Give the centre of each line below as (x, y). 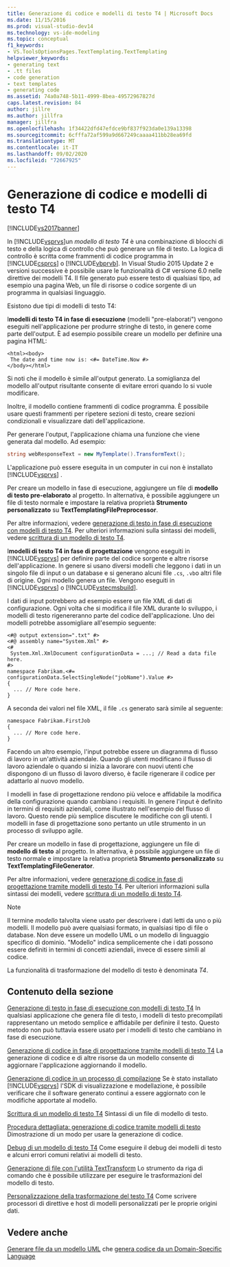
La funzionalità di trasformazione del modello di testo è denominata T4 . (108, 970)
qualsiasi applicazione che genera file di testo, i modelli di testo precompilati (115, 1016)
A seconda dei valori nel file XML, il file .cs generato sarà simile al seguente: (115, 708)
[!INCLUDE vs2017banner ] (44, 228)
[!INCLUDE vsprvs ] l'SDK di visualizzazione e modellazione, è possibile (107, 1086)
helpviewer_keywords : (38, 58)
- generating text (33, 65)
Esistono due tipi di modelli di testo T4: (62, 306)
